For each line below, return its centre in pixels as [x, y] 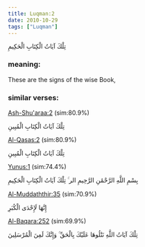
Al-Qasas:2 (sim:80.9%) [42, 139]
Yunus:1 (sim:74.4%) [37, 166]
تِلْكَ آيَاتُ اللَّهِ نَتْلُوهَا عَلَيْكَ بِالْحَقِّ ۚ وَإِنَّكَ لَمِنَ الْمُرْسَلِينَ [73, 234]
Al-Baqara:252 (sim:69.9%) [47, 221]
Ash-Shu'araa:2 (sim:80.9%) [49, 113]
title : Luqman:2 [31, 14]
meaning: [24, 65]
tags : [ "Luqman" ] [33, 26]
